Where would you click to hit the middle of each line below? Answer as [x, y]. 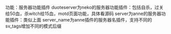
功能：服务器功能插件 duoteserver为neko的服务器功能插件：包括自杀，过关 [84, 7]
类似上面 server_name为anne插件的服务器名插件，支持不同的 [87, 20]
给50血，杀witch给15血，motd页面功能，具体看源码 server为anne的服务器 [83, 13]
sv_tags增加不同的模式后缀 [34, 26]
